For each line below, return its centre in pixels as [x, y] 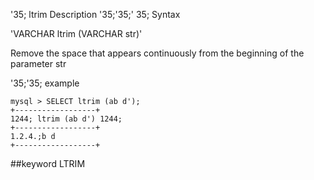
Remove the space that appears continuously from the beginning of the [157, 53]
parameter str [38, 63]
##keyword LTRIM [48, 163]
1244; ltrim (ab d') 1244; [66, 119]
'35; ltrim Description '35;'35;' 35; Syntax [95, 14]
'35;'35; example [45, 83]
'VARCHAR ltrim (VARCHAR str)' [76, 33]
